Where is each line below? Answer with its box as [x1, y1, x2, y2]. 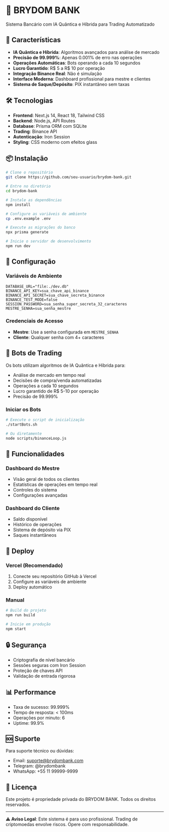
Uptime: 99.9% [13, 720, 45, 726]
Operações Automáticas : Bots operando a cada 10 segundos [13, 60, 141, 66]
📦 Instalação [6, 154, 48, 162]
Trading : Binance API [13, 128, 57, 134]
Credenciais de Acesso [6, 317, 63, 324]
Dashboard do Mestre [6, 465, 60, 472]
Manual [6, 597, 25, 604]
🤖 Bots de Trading [6, 349, 62, 358]
